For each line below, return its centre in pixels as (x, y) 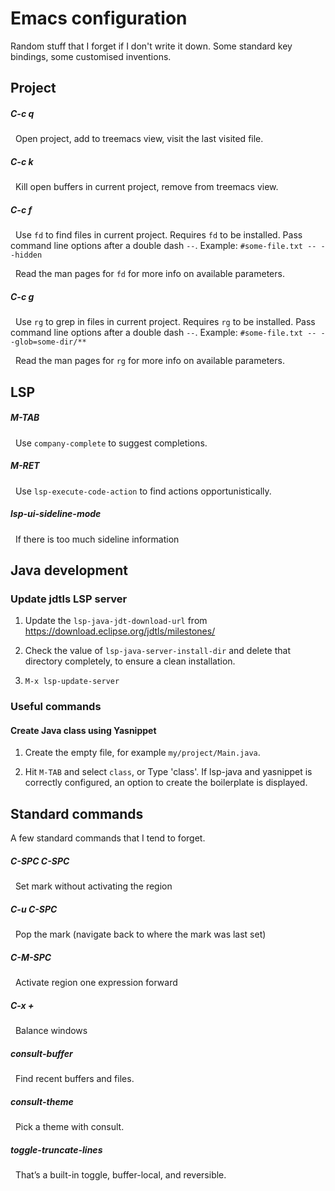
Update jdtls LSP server (69, 599)
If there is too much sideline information (97, 539)
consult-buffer (41, 1053)
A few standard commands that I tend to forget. (108, 838)
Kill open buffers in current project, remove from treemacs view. (146, 187)
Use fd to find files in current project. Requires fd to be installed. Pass (158, 235)
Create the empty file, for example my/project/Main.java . (142, 753)
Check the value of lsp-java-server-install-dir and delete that (157, 651)
